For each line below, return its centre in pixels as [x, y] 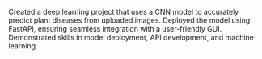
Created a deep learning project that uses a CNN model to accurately [124, 12]
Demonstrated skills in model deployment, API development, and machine [131, 37]
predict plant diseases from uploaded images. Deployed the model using [129, 20]
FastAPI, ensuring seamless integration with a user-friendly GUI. [115, 29]
